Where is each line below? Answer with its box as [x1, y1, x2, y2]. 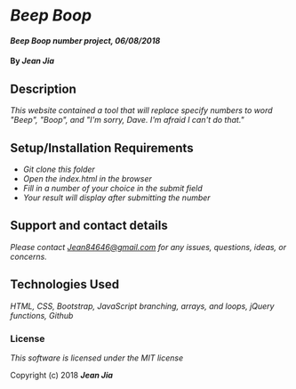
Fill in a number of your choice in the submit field [22, 183, 203, 193]
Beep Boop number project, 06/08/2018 [10, 35, 161, 45]
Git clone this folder [22, 164, 96, 174]
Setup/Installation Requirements [10, 140, 194, 156]
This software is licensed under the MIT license [10, 353, 184, 363]
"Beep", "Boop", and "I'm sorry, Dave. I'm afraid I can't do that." [10, 115, 245, 126]
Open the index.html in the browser [22, 174, 152, 183]
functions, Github [10, 310, 74, 320]
